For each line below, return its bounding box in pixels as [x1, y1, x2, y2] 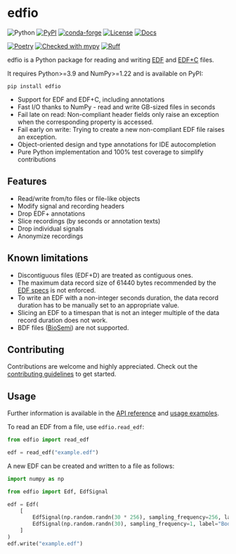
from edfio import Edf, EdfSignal [7, 488, 109, 495]
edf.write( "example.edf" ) [7, 540, 83, 547]
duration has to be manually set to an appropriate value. [17, 301, 180, 309]
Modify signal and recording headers [17, 202, 125, 210]
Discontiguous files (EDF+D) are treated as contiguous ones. [17, 271, 193, 279]
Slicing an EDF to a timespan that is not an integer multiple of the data [17, 308, 220, 316]
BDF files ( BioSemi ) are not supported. [17, 323, 129, 332]
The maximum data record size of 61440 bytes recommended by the [17, 278, 216, 287]
